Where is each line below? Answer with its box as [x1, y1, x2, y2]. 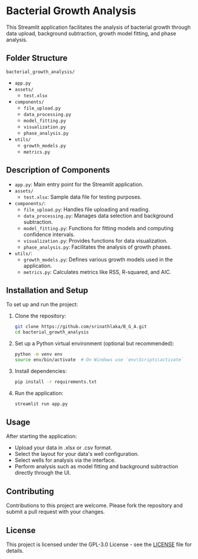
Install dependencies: [14, 367, 67, 375]
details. [6, 547, 24, 554]
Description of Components [6, 165, 110, 175]
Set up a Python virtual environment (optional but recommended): [14, 340, 174, 347]
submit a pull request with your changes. [6, 508, 105, 515]
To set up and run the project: [6, 301, 78, 308]
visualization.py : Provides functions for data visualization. [23, 237, 168, 244]
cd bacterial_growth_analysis [14, 329, 90, 335]
